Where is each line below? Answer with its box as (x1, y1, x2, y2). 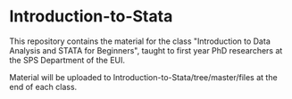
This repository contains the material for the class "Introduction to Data (9, 36, 271, 46)
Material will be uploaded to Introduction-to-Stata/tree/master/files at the (9, 71, 279, 82)
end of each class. (9, 81, 78, 92)
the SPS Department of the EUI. (9, 54, 126, 65)
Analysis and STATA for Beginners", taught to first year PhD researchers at (9, 45, 283, 55)
